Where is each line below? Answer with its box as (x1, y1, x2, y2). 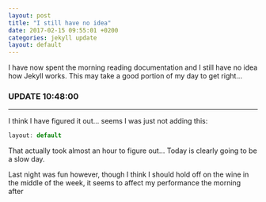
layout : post (8, 11, 51, 20)
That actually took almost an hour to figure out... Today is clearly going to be (8, 146, 257, 155)
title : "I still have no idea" (8, 19, 112, 27)
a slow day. (8, 154, 45, 164)
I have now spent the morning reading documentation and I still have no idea (8, 63, 258, 72)
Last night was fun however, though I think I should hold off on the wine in (8, 170, 249, 179)
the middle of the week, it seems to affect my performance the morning (8, 178, 241, 188)
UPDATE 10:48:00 (8, 91, 79, 102)
